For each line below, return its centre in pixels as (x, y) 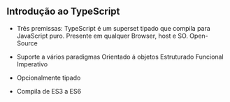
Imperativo (32, 64)
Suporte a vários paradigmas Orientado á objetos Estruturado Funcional (120, 57)
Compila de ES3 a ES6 (49, 91)
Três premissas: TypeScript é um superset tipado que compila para (113, 28)
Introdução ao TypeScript (63, 12)
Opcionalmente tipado (49, 78)
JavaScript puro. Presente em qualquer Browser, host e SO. (102, 36)
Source (27, 43)
